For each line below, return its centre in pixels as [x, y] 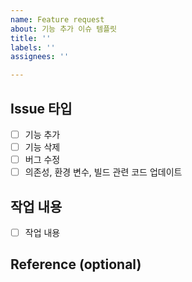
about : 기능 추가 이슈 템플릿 [64, 29]
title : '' [31, 38]
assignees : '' [40, 57]
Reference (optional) [76, 264]
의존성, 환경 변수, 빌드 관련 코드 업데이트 [103, 172]
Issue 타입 [41, 108]
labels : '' [33, 47]
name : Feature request [57, 19]
